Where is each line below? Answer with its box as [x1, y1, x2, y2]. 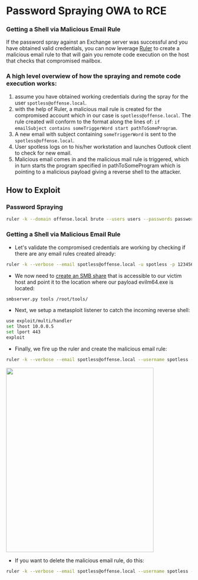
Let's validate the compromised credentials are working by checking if [14, 244, 186, 251]
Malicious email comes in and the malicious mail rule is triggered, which [14, 155, 189, 163]
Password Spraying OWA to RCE [6, 4, 167, 18]
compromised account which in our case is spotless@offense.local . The [14, 112, 192, 119]
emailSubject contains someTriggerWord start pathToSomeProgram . [14, 124, 178, 131]
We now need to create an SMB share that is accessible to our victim [14, 272, 182, 279]
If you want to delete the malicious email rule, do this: [14, 556, 144, 564]
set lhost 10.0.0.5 [6, 323, 54, 330]
